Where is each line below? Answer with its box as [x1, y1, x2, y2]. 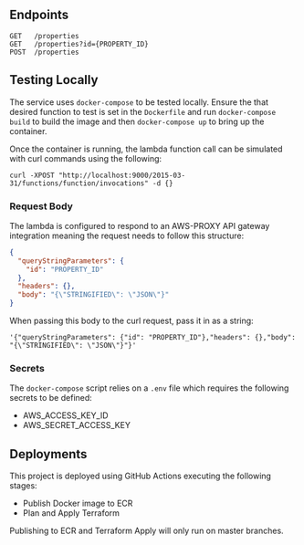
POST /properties [9, 47, 79, 57]
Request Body [9, 200, 73, 213]
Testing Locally [9, 72, 99, 88]
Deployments [9, 446, 88, 462]
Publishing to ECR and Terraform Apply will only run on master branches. [9, 525, 285, 537]
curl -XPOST [9, 171, 55, 180]
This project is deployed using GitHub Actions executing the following [9, 470, 272, 482]
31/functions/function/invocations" [9, 178, 149, 188]
